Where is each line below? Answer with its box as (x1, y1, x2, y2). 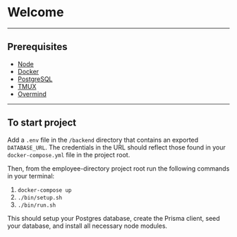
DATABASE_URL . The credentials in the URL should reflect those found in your (7, 142, 226, 152)
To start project (7, 117, 77, 129)
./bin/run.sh (17, 202, 56, 209)
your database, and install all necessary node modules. (7, 221, 168, 230)
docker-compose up (17, 186, 72, 194)
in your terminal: (7, 171, 55, 180)
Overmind (17, 90, 47, 98)
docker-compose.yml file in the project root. (7, 150, 130, 159)
